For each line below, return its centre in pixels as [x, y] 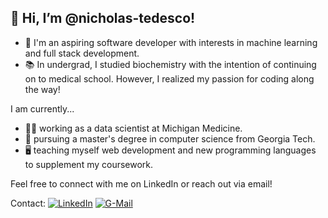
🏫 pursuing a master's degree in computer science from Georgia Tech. [170, 138]
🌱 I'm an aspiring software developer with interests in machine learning [171, 42]
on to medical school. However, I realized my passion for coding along [169, 78]
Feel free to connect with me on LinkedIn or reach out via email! [141, 183]
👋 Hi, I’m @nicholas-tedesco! [103, 18]
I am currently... [42, 108]
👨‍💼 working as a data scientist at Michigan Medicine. [133, 128]
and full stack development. [82, 53]
